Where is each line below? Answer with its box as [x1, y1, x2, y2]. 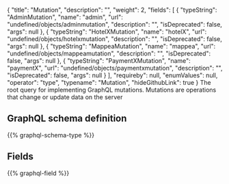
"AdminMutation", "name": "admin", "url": [7, 13, 123, 21]
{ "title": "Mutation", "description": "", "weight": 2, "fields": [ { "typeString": [7, 6, 217, 14]
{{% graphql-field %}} [7, 169, 70, 177]
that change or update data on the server [7, 93, 123, 101]
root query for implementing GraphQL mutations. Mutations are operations [7, 86, 217, 94]
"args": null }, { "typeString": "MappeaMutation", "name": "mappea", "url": [7, 42, 216, 50]
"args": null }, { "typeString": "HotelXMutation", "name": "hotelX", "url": [7, 27, 207, 36]
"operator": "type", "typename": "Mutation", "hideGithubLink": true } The [7, 79, 211, 86]
